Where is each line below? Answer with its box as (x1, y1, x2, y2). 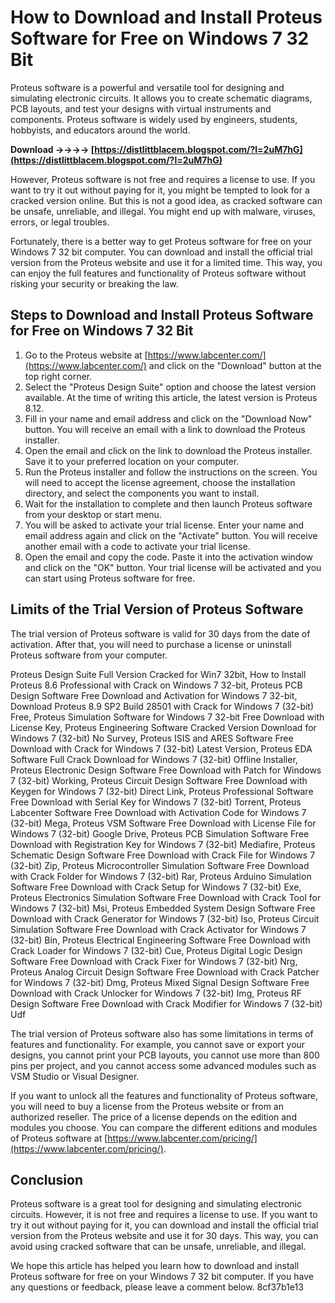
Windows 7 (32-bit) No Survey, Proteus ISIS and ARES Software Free (10, 732, 294, 744)
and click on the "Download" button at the (148, 359, 322, 371)
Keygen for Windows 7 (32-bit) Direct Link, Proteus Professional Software (10, 785, 314, 797)
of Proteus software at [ (10, 1132, 108, 1144)
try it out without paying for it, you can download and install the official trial (10, 1219, 319, 1231)
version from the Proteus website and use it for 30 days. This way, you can (10, 1230, 319, 1242)
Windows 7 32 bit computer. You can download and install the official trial (10, 246, 313, 258)
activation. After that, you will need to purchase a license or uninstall (10, 638, 292, 650)
